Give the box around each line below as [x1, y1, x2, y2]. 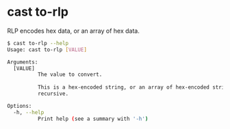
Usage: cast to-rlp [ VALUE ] [7, 46, 88, 53]
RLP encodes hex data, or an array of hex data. [7, 27, 140, 35]
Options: [7, 102, 32, 109]
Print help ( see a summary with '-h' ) [37, 115, 149, 122]
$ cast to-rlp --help [7, 40, 69, 46]
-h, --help [13, 109, 44, 116]
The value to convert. [37, 71, 103, 78]
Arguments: [7, 59, 38, 66]
